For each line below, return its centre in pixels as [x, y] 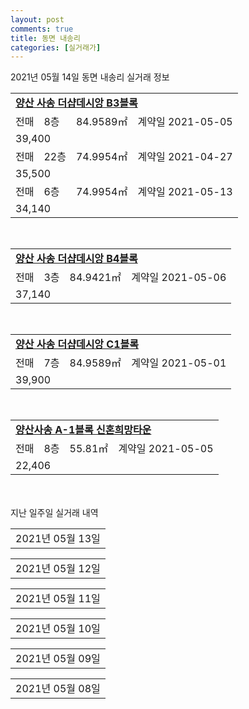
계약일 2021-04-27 [185, 157]
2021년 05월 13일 [58, 539]
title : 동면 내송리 [45, 38]
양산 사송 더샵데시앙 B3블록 [76, 103]
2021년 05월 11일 [58, 599]
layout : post [37, 19]
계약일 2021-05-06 [179, 278]
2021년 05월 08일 [58, 689]
